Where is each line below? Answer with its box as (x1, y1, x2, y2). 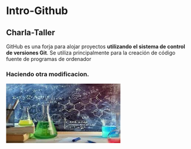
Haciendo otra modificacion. (6, 70, 89, 78)
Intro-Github (6, 4, 68, 18)
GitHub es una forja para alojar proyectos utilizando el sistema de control (6, 43, 185, 50)
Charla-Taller (6, 28, 55, 38)
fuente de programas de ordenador (6, 56, 92, 62)
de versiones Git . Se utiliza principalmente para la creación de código (6, 49, 176, 56)
